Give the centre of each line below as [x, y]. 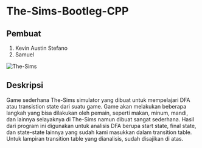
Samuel [25, 55]
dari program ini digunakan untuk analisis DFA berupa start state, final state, [101, 126]
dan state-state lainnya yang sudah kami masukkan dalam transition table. [99, 132]
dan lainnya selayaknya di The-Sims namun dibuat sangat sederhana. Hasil [100, 119]
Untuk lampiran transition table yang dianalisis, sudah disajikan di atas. [95, 138]
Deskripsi [25, 85]
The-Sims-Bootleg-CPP [68, 11]
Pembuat [24, 34]
